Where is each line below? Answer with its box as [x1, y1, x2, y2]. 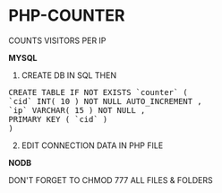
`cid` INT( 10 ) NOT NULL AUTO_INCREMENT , [8, 96, 202, 106]
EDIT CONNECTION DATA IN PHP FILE [21, 140, 164, 151]
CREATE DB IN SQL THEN [21, 69, 117, 81]
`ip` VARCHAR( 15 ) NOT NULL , [8, 105, 146, 115]
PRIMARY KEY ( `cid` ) [8, 114, 108, 124]
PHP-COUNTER [8, 5, 125, 26]
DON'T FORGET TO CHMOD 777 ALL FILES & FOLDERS [8, 174, 213, 185]
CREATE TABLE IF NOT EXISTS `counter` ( [8, 87, 189, 97]
